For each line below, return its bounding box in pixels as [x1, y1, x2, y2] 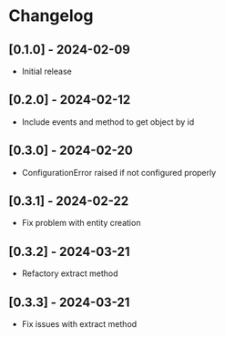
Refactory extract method [21, 268, 118, 279]
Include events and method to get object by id [21, 116, 195, 128]
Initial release [21, 66, 72, 77]
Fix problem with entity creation [21, 218, 141, 229]
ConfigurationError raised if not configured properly [21, 167, 217, 178]
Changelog [8, 5, 94, 26]
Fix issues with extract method [21, 319, 138, 330]
